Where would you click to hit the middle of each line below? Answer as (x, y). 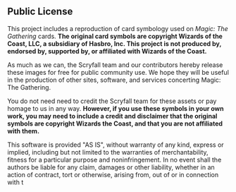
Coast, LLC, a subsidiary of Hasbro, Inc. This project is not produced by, (114, 43)
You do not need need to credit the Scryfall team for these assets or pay (112, 101)
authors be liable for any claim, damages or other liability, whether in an (111, 167)
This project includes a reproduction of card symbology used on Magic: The (118, 28)
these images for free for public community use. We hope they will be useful (118, 72)
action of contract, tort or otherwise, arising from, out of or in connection (113, 174)
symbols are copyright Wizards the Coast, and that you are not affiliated (115, 124)
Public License (40, 12)
